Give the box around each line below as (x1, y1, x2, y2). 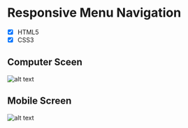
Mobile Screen (7, 95, 72, 107)
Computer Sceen (7, 56, 82, 68)
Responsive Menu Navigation (7, 5, 182, 21)
